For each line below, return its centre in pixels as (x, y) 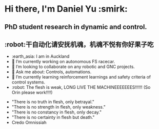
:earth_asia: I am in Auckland (40, 56)
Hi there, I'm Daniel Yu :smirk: (66, 9)
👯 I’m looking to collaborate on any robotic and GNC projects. (73, 67)
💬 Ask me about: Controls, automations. (51, 72)
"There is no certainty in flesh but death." (53, 117)
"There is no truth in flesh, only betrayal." (53, 102)
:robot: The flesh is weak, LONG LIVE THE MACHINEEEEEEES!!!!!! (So (81, 87)
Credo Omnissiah (29, 123)
